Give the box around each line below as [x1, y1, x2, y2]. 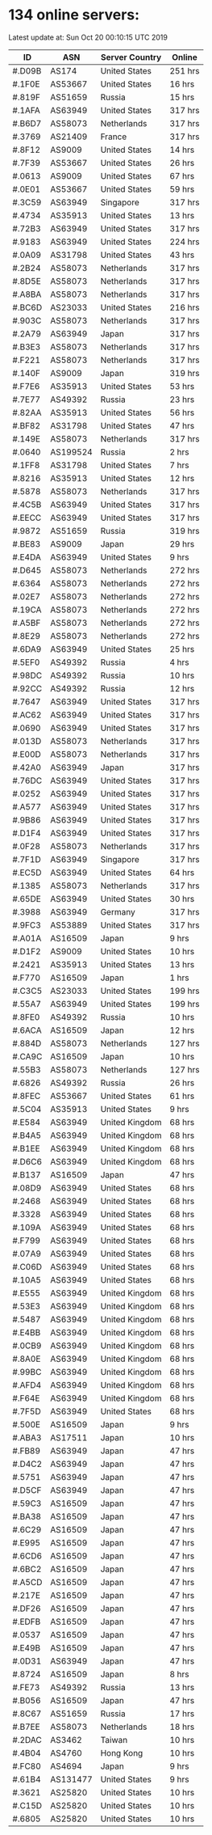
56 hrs [168, 407, 195, 418]
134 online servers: [8, 6, 139, 24]
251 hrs [168, 65, 200, 76]
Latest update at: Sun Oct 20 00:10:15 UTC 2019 [8, 32, 168, 42]
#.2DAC [12, 1734, 42, 1745]
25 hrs [168, 643, 195, 654]
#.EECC [12, 512, 42, 523]
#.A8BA [12, 289, 42, 300]
